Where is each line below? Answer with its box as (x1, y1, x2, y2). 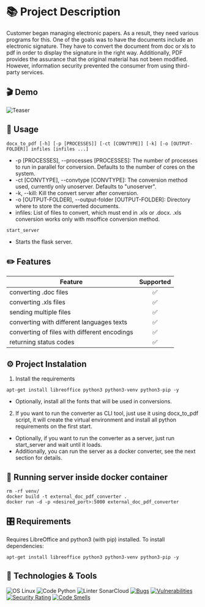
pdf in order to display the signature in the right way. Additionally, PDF (6, 48, 183, 56)
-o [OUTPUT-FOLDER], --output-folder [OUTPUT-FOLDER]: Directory (15, 196, 191, 203)
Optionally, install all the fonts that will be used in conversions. (15, 398, 173, 405)
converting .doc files (9, 288, 69, 296)
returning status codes (9, 338, 75, 347)
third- (175, 62, 190, 69)
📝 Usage (6, 124, 39, 135)
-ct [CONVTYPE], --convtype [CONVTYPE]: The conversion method (15, 176, 188, 184)
